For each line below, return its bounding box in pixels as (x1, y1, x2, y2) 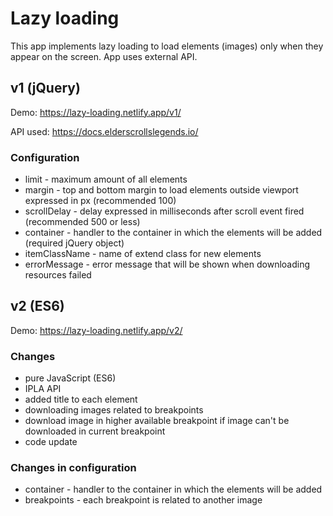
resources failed (24, 269, 92, 281)
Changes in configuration (10, 461, 137, 475)
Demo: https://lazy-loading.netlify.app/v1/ (10, 106, 182, 118)
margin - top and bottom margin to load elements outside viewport (24, 184, 299, 196)
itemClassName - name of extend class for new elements (24, 248, 262, 260)
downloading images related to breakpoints (24, 404, 204, 416)
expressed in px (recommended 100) (24, 195, 177, 207)
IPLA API (24, 383, 62, 395)
